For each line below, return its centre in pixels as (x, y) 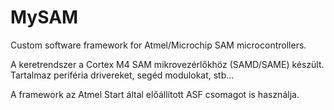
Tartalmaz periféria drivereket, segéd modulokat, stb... (122, 75)
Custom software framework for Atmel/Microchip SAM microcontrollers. (158, 45)
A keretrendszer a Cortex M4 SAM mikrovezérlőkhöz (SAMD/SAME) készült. (167, 64)
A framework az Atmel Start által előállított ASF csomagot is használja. (155, 94)
